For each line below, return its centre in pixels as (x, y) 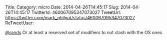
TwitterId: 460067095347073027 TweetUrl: (76, 12)
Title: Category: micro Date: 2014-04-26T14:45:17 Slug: (62, 7)
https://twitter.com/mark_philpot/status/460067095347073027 (70, 18)
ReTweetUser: (19, 23)
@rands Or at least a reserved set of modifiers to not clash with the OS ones (84, 32)
